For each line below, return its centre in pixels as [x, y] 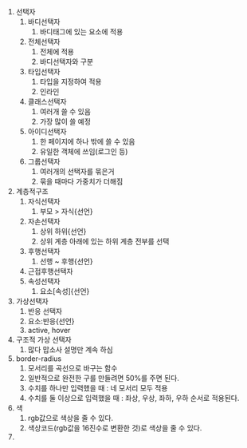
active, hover [49, 330]
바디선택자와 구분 [67, 61]
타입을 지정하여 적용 [71, 81]
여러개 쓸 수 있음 [65, 111]
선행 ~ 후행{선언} [66, 261]
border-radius [39, 359]
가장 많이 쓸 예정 [65, 121]
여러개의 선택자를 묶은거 [77, 171]
